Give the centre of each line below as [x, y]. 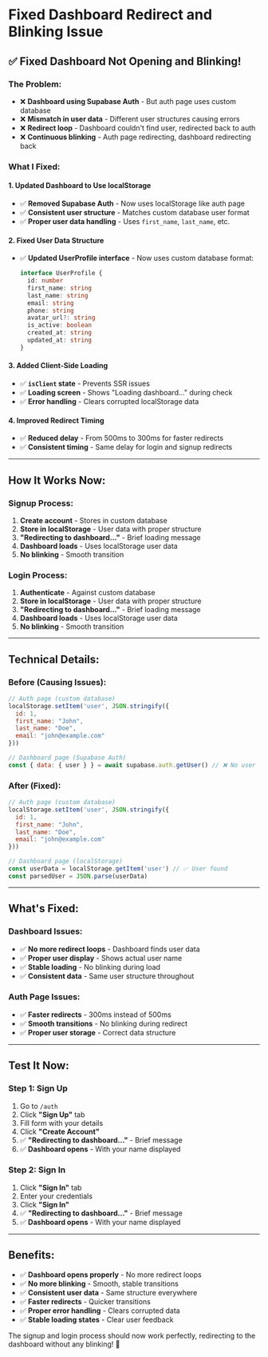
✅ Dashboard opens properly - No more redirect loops [110, 1275]
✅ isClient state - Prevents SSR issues [85, 384]
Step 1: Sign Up [38, 1088]
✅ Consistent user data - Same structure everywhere [108, 1292]
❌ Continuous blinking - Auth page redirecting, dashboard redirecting [135, 137]
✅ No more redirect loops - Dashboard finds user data [110, 949]
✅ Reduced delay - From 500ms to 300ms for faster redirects [122, 438]
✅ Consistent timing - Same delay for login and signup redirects [126, 447]
